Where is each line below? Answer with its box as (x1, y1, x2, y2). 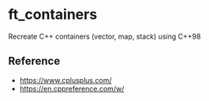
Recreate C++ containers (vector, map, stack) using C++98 (8, 32, 201, 41)
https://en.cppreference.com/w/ (19, 84, 125, 93)
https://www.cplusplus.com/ (19, 75, 112, 84)
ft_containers (8, 6, 98, 24)
